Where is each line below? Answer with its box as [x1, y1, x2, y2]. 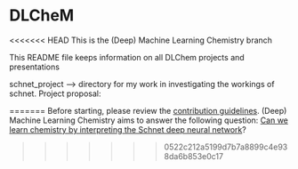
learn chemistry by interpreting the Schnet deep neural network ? [9, 124, 246, 134]
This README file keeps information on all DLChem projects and [9, 52, 245, 62]
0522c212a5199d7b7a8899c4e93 [164, 141, 288, 152]
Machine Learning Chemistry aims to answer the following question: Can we [9, 115, 289, 125]
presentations [9, 61, 60, 72]
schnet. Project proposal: [9, 88, 101, 99]
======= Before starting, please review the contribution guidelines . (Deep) [9, 105, 287, 116]
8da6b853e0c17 [164, 150, 224, 161]
